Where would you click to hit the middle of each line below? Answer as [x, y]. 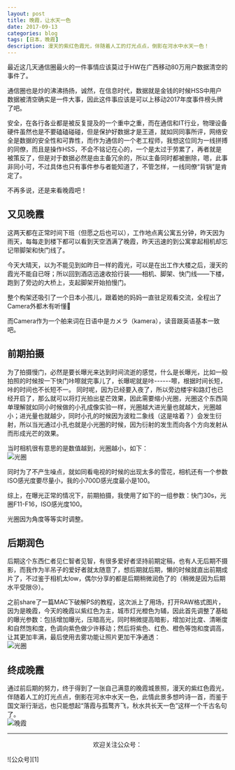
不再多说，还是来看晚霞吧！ [47, 190]
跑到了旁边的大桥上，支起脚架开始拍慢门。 [69, 282]
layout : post [26, 14]
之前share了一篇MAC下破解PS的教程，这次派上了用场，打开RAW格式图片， [116, 602]
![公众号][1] [23, 760]
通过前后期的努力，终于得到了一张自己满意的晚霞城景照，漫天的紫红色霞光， [117, 688]
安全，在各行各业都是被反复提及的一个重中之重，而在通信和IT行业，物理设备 [117, 123]
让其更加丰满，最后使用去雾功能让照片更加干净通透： [84, 637]
